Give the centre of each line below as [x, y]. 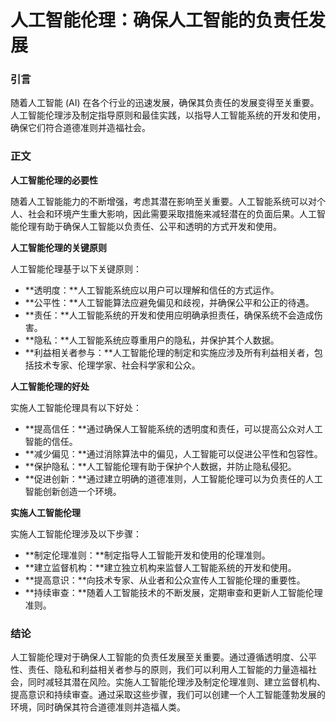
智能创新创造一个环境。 [73, 491]
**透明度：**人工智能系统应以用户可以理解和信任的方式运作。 [152, 290]
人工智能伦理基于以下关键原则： [76, 268]
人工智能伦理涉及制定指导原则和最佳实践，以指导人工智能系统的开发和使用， [168, 115]
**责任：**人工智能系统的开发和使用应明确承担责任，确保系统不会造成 [169, 315]
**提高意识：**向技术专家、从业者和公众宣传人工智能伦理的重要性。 [165, 580]
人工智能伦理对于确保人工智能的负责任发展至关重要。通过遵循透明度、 [155, 657]
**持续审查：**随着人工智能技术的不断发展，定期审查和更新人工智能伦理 [173, 592]
